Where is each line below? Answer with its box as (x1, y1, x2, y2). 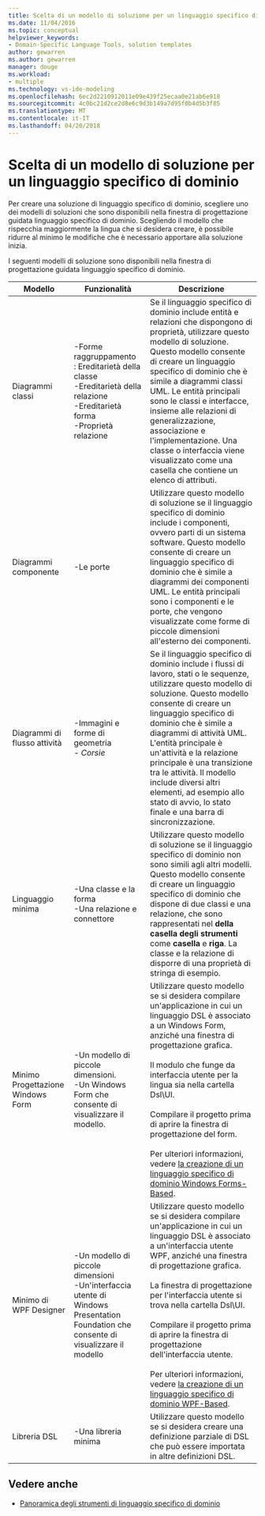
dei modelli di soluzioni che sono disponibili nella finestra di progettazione (8, 207, 248, 217)
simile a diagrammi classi (149, 375, 243, 387)
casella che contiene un (149, 464, 238, 475)
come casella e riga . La (149, 937, 238, 948)
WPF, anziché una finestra (149, 1250, 248, 1261)
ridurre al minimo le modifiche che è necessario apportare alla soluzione (8, 232, 243, 242)
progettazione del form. (149, 1128, 237, 1139)
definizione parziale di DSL (149, 1431, 250, 1442)
